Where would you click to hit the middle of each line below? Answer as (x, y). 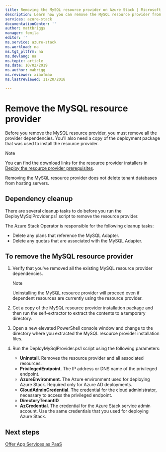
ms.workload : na (22, 47)
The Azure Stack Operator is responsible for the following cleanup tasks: (80, 226)
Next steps (22, 432)
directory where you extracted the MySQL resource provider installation (86, 334)
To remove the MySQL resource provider (69, 256)
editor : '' (16, 38)
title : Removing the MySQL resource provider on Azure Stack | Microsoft (83, 10)
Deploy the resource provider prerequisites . (50, 168)
